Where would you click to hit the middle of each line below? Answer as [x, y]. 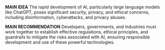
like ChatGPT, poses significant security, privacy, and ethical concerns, [77, 12]
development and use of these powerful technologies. [60, 42]
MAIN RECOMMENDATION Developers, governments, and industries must [81, 27]
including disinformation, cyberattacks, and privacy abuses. [66, 17]
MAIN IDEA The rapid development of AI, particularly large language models [82, 7]
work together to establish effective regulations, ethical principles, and [77, 32]
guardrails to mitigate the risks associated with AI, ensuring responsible [78, 37]
